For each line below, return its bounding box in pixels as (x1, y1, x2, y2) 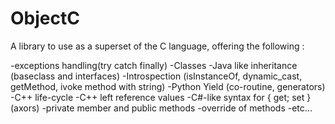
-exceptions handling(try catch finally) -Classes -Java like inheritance (10, 59, 298, 71)
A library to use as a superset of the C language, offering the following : (10, 40, 305, 52)
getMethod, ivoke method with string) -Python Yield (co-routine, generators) (10, 80, 326, 92)
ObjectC (10, 7, 80, 30)
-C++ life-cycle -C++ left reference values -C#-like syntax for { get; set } (10, 91, 312, 103)
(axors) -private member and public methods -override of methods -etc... (10, 102, 313, 114)
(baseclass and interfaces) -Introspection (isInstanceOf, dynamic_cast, (10, 70, 303, 82)
